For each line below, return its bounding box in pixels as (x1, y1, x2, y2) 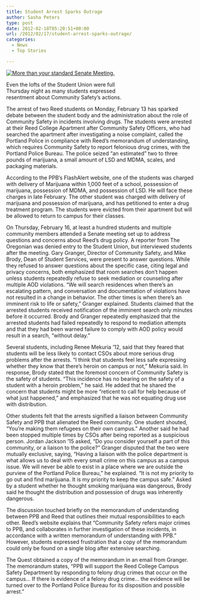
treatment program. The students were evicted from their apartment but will (6, 206, 192, 213)
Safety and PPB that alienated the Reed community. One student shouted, (6, 418, 188, 425)
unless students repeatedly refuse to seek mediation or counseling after (6, 275, 183, 282)
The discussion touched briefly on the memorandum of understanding (6, 506, 179, 513)
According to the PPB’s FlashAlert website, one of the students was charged (6, 174, 194, 181)
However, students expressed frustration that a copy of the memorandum (6, 538, 187, 545)
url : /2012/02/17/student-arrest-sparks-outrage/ (6, 31, 133, 37)
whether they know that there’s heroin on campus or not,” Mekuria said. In (6, 363, 188, 370)
